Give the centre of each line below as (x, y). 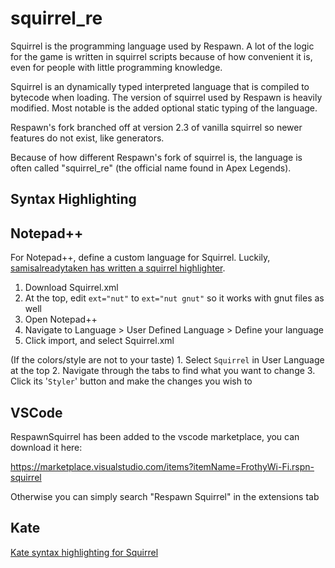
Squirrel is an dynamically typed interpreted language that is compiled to (160, 86)
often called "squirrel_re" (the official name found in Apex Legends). (151, 168)
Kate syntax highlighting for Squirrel (84, 552)
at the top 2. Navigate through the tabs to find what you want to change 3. (163, 371)
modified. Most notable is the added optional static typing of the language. (164, 108)
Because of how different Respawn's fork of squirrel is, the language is (156, 157)
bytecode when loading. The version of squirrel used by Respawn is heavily (166, 97)
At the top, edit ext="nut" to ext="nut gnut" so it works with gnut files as (174, 298)
